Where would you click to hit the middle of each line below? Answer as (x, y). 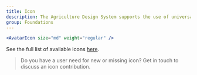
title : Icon (21, 11)
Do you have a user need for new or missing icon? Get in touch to (99, 60)
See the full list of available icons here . (53, 49)
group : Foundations (30, 22)
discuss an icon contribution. (55, 67)
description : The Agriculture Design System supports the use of (87, 17)
